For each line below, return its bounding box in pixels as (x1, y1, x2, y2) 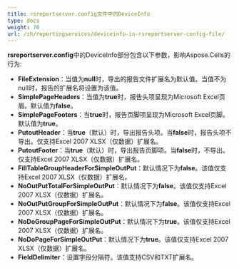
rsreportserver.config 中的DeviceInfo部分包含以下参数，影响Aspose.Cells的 (7, 51, 230, 59)
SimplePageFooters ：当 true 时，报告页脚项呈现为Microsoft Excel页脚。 (17, 110, 230, 119)
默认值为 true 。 (17, 119, 62, 128)
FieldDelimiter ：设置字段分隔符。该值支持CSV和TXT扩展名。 (17, 253, 198, 262)
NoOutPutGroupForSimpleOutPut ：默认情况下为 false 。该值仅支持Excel (17, 200, 230, 208)
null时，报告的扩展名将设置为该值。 (17, 83, 123, 93)
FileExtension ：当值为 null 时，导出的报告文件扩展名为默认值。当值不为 (17, 75, 227, 83)
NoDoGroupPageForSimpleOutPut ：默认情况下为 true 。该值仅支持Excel (17, 217, 230, 226)
